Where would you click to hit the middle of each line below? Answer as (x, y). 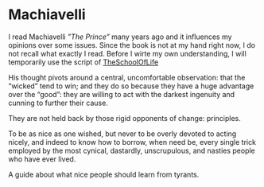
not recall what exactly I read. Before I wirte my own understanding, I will (127, 53)
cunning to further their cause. (58, 103)
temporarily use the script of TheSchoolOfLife (83, 62)
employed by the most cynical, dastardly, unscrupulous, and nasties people (132, 150)
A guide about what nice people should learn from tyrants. (104, 174)
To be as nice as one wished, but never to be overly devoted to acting (122, 134)
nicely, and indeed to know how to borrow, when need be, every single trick (132, 142)
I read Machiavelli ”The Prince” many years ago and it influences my (120, 37)
